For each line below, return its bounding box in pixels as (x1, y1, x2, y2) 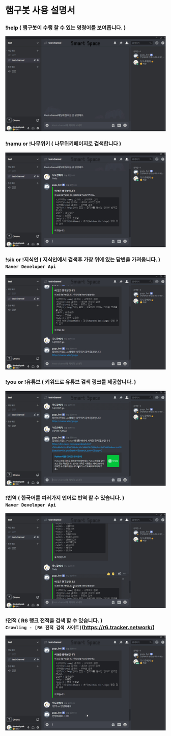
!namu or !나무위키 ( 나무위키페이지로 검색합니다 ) (5, 140, 121, 147)
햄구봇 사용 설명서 (5, 5, 75, 16)
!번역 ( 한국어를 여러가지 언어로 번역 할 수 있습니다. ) (5, 494, 125, 501)
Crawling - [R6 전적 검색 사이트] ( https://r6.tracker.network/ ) (5, 624, 155, 631)
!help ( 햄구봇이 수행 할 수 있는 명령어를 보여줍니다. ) (5, 24, 126, 31)
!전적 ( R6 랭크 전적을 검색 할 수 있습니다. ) (5, 617, 103, 624)
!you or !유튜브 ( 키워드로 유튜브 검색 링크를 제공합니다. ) (5, 379, 136, 386)
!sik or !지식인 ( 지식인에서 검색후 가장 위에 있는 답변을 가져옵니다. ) (5, 256, 161, 263)
